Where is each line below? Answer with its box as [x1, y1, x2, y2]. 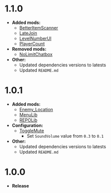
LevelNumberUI [19, 35, 52, 41]
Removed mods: [11, 46, 47, 52]
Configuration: [11, 122, 43, 128]
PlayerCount [19, 40, 45, 46]
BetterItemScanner [19, 24, 58, 30]
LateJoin [19, 30, 38, 36]
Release [11, 183, 29, 189]
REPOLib [19, 117, 38, 123]
